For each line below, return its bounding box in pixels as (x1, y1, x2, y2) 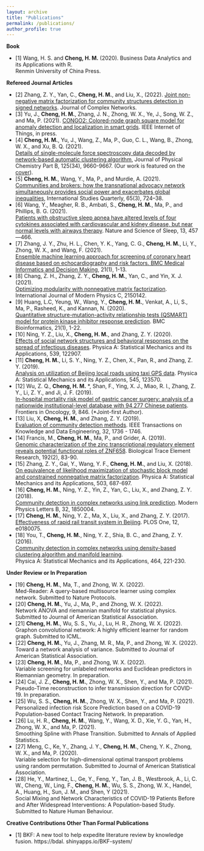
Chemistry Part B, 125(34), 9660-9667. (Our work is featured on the (15, 162, 186, 169)
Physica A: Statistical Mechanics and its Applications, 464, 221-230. (15, 557, 186, 564)
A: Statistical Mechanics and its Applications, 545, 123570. (15, 376, 162, 383)
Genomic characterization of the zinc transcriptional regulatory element (15, 441, 195, 448)
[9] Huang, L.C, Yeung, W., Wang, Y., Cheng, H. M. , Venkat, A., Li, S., (15, 298, 188, 305)
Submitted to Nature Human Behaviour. (15, 808, 114, 815)
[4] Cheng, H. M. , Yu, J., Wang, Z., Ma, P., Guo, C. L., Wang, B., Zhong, (15, 137, 194, 144)
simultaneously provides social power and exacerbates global (15, 188, 171, 196)
